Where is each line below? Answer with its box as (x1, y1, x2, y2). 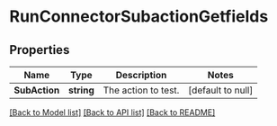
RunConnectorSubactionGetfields (9, 6, 269, 27)
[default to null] (188, 84, 254, 96)
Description (115, 69, 167, 81)
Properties (9, 42, 70, 58)
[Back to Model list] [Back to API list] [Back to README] (9, 107, 216, 118)
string (67, 84, 94, 96)
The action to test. (103, 84, 180, 96)
